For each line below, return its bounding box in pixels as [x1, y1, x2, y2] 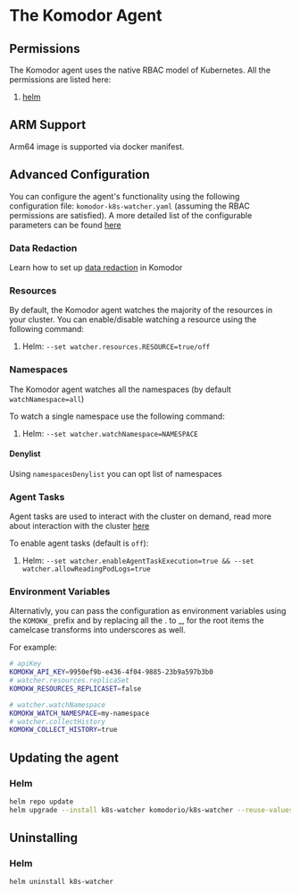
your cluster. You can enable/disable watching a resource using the [9, 314, 257, 325]
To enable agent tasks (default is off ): [9, 538, 149, 549]
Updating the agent [9, 750, 119, 765]
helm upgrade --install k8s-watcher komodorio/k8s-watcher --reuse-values [9, 805, 294, 814]
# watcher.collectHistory [9, 717, 105, 726]
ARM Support [9, 117, 87, 132]
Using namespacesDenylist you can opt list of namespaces [9, 468, 222, 479]
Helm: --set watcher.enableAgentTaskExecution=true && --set [21, 556, 254, 566]
